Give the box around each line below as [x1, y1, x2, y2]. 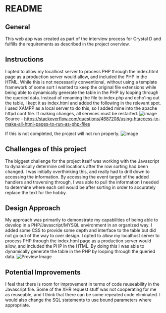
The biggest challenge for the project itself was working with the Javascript [5, 158, 160, 164]
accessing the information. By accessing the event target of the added [5, 174, 149, 179]
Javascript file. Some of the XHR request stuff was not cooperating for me [5, 286, 157, 292]
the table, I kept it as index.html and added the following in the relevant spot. [5, 100, 161, 106]
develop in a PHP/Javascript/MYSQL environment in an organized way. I [5, 222, 152, 228]
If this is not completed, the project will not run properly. [5, 131, 120, 136]
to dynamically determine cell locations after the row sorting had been [5, 163, 148, 169]
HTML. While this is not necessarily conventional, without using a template [5, 79, 157, 85]
